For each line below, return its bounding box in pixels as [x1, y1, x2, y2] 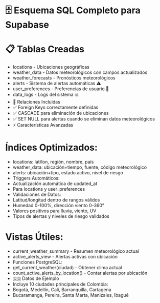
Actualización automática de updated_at [12, 180, 98, 187]
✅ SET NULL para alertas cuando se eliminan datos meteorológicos [12, 116, 155, 122]
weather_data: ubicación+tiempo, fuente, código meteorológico [12, 164, 147, 170]
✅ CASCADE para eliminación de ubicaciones [12, 110, 109, 116]
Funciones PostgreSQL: [12, 259, 63, 265]
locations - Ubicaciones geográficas [12, 64, 89, 70]
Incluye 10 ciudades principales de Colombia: [12, 281, 108, 287]
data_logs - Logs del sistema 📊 [12, 91, 79, 98]
